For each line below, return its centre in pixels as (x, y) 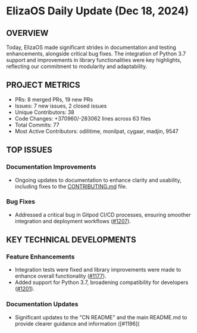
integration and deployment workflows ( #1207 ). (73, 221)
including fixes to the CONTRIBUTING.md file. (71, 186)
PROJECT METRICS (43, 85)
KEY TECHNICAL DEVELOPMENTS (71, 240)
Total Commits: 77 (37, 125)
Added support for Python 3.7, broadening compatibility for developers (101, 282)
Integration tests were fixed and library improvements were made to (98, 270)
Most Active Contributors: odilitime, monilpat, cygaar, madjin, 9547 (96, 131)
